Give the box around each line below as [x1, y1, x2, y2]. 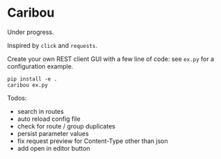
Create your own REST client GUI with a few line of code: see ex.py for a [7, 54, 214, 63]
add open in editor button [17, 144, 90, 152]
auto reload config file [17, 115, 81, 123]
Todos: [7, 94, 27, 102]
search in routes [17, 107, 64, 115]
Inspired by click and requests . [7, 41, 97, 49]
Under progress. [7, 28, 54, 36]
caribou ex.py [7, 81, 49, 88]
